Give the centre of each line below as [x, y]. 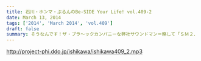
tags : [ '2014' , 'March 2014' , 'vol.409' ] [60, 23]
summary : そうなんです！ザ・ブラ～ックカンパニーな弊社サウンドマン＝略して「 [93, 34]
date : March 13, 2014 [34, 18]
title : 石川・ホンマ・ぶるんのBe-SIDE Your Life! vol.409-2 [79, 12]
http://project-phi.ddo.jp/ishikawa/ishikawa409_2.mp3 [75, 51]
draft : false [23, 29]
